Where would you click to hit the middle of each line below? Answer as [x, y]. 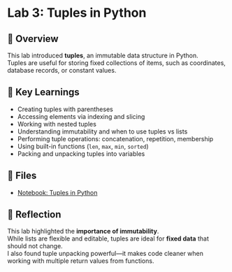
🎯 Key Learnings [44, 92]
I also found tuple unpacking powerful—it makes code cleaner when [106, 254]
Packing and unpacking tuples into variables [81, 153]
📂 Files [22, 176]
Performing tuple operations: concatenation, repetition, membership [115, 138]
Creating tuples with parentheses [65, 109]
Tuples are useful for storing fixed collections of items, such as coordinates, [116, 63]
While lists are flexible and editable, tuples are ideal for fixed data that [108, 238]
